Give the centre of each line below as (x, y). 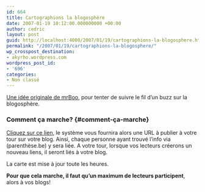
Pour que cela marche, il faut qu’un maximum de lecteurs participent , (96, 176)
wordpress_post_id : (31, 63)
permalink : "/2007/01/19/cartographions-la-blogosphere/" (81, 46)
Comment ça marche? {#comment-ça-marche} (78, 119)
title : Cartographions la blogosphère (56, 18)
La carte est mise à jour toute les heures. (57, 164)
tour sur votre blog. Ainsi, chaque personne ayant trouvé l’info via (88, 139)
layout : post (23, 35)
